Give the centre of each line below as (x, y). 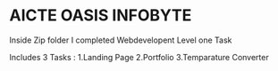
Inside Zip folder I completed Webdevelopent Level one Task (121, 40)
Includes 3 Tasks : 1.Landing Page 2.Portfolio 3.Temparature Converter (139, 57)
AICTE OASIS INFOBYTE (101, 16)
